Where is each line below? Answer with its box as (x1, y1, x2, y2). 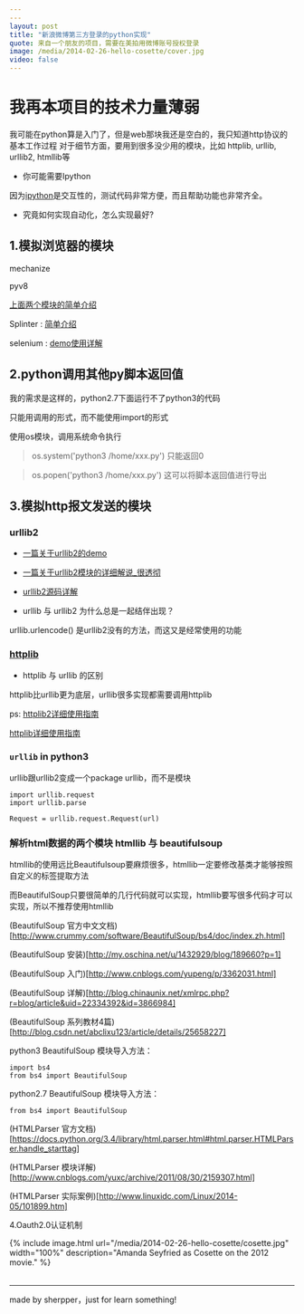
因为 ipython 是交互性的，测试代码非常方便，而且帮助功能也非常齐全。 (9, 189, 268, 200)
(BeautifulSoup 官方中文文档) (9, 920, 118, 931)
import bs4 (9, 1063, 51, 1073)
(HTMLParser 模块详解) (9, 1162, 97, 1173)
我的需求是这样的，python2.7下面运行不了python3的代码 (9, 392, 221, 403)
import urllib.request (9, 790, 95, 800)
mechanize (9, 263, 51, 273)
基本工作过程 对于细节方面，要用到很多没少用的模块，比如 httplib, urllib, (9, 139, 277, 150)
